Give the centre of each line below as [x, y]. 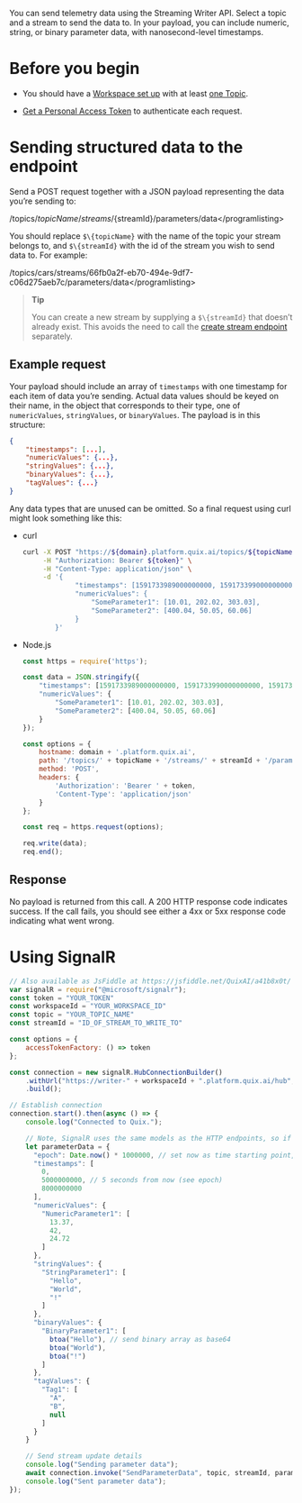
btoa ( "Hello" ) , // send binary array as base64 [140, 1339]
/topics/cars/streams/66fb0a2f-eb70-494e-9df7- [102, 272]
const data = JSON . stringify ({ [81, 678]
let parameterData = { [68, 1147]
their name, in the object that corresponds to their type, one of [125, 405]
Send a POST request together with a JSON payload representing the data [147, 191]
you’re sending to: [43, 201]
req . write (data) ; [55, 843]
